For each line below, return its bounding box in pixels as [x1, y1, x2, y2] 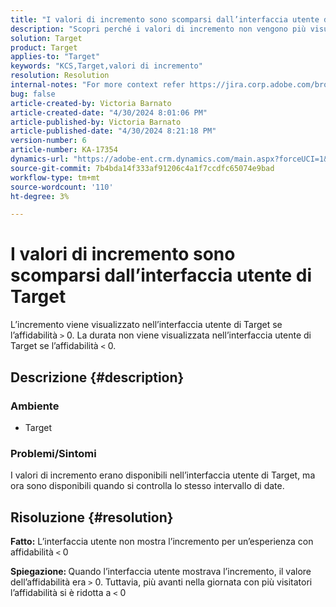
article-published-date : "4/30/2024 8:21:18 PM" [10, 126, 217, 136]
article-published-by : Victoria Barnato [10, 117, 182, 127]
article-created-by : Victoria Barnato [10, 98, 172, 108]
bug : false [10, 89, 56, 99]
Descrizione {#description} [10, 369, 185, 386]
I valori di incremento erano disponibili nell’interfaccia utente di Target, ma [10, 469, 316, 481]
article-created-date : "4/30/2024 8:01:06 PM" [10, 107, 208, 118]
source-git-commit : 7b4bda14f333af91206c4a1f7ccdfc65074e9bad [10, 163, 275, 173]
